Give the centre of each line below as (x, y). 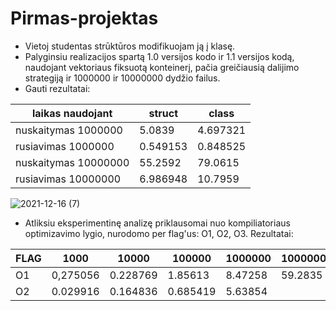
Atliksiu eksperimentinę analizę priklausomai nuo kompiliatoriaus (157, 223)
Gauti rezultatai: (57, 88)
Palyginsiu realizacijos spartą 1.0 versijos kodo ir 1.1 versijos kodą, (159, 56)
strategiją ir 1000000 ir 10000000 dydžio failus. (122, 78)
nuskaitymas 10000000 (72, 162)
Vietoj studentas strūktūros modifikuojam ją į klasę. (130, 46)
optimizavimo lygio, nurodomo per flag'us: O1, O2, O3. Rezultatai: (159, 233)
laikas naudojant (72, 113)
